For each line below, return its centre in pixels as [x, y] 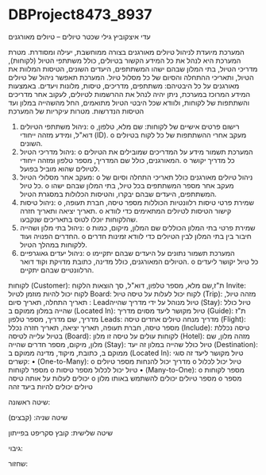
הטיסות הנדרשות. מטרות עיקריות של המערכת [76, 111]
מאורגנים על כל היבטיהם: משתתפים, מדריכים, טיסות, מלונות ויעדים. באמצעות [124, 86]
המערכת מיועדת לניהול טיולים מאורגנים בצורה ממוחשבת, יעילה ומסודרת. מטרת [126, 52]
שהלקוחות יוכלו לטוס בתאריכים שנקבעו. [79, 219]
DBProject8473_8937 [80, 15]
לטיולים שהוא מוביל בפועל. [60, 168]
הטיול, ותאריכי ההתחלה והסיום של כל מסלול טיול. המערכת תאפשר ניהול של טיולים [131, 77]
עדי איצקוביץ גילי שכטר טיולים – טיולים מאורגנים [79, 37]
